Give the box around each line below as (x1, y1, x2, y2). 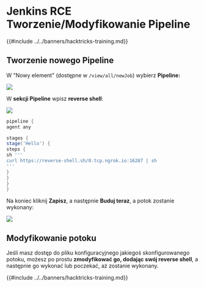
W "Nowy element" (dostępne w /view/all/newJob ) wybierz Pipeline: (6, 72, 181, 79)
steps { (6, 146, 26, 152)
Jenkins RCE (6, 4, 72, 18)
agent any (6, 124, 32, 130)
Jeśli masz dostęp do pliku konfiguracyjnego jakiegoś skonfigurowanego (6, 249, 190, 256)
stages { (6, 135, 29, 141)
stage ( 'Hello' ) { (6, 141, 51, 147)
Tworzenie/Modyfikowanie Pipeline (6, 17, 191, 31)
